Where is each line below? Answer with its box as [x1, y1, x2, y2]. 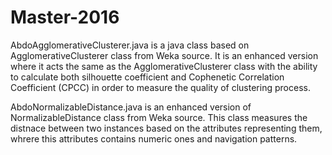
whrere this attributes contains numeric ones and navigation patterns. [10, 132, 298, 145]
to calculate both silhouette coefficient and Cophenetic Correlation [10, 71, 285, 83]
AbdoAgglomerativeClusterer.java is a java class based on [10, 39, 250, 51]
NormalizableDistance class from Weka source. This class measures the [10, 111, 308, 123]
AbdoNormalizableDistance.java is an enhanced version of [10, 101, 252, 113]
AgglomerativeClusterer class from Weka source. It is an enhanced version [10, 49, 319, 61]
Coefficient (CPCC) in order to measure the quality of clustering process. [10, 81, 311, 93]
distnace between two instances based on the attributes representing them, [10, 122, 323, 134]
